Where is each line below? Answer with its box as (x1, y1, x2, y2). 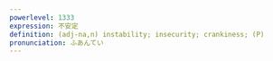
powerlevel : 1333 (9, 13, 75, 22)
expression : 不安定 (9, 22, 79, 30)
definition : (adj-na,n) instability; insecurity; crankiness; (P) (9, 30, 265, 39)
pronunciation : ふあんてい (9, 38, 104, 48)
